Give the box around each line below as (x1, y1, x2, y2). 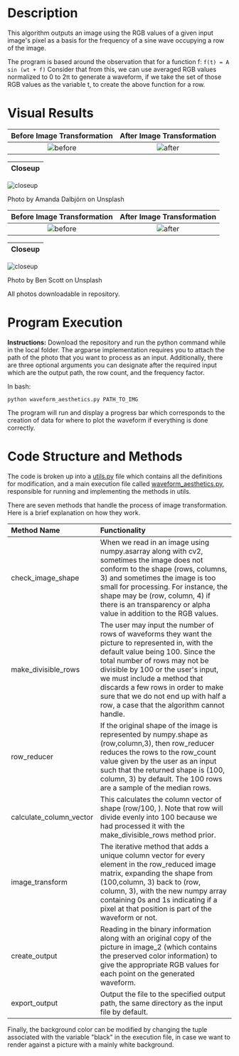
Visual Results (7, 105, 94, 122)
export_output (11, 998, 58, 1008)
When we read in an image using (100, 537, 210, 547)
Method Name (11, 525, 60, 535)
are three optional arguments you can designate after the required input (7, 361, 217, 369)
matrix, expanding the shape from (100, 868, 213, 878)
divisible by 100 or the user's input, (100, 664, 219, 674)
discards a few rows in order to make (100, 682, 224, 692)
